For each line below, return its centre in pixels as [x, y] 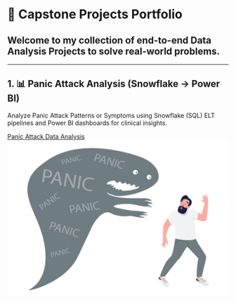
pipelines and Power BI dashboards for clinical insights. [87, 123]
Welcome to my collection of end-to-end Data [110, 40]
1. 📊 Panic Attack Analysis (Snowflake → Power [114, 84]
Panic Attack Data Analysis [46, 136]
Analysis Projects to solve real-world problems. [113, 51]
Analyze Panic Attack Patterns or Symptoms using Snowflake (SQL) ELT [111, 115]
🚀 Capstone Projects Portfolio [95, 14]
